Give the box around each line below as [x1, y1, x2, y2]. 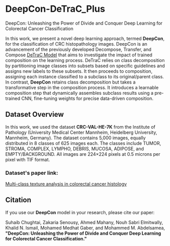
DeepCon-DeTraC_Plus [5, 3, 105, 15]
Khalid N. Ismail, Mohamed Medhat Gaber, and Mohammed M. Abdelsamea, [5, 224, 165, 231]
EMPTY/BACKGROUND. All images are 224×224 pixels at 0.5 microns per [5, 151, 160, 157]
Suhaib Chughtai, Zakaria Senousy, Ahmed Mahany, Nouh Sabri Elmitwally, [5, 219, 163, 225]
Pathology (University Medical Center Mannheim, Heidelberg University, [5, 129, 157, 135]
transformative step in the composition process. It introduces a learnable [5, 84, 159, 90]
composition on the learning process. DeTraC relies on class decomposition [5, 57, 165, 63]
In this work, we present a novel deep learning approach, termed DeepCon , [5, 35, 165, 42]
